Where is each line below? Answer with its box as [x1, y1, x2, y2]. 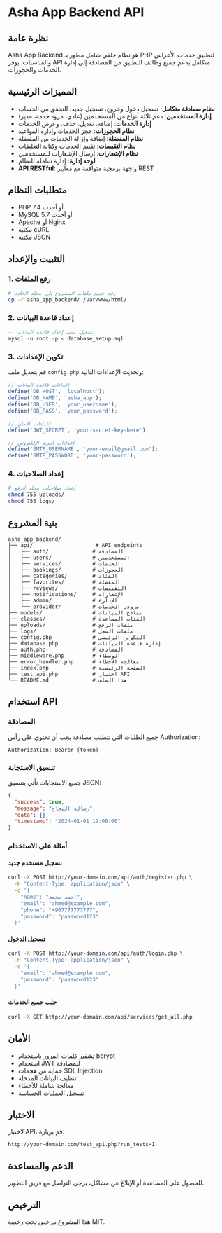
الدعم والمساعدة [8, 1160, 73, 1172]
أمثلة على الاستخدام [8, 841, 68, 851]
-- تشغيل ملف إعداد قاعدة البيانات [8, 329, 94, 336]
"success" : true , [14, 798, 65, 806]
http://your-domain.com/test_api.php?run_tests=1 [8, 1141, 156, 1148]
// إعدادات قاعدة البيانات [8, 381, 70, 389]
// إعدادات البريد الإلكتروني [8, 439, 75, 446]
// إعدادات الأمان [8, 420, 51, 427]
